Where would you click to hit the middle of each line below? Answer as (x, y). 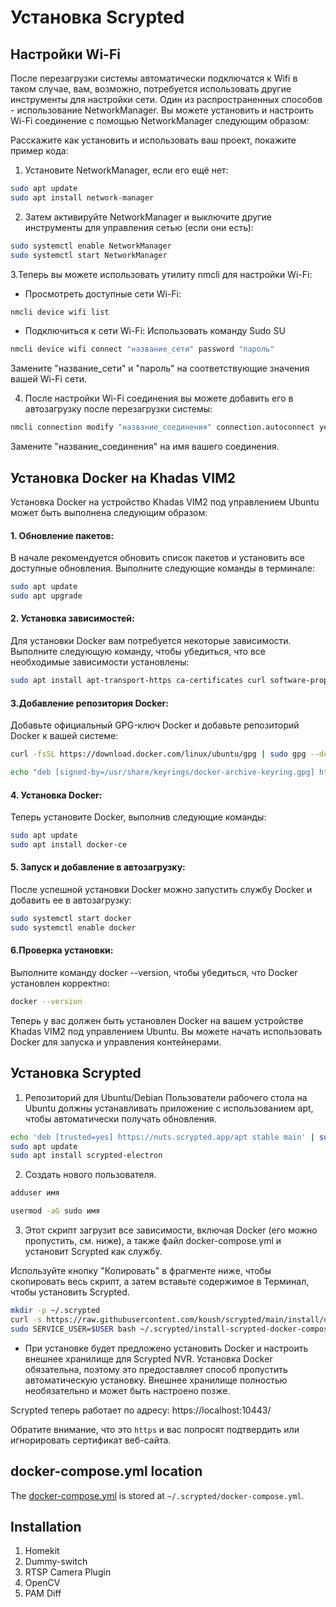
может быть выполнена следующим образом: (109, 512)
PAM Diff (43, 1593)
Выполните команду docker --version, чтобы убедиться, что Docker (154, 973)
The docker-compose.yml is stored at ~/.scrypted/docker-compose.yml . (157, 1495)
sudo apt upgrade (46, 596)
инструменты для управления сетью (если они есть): (139, 227)
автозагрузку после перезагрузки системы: (118, 409)
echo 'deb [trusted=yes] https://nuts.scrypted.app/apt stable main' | (162, 1137)
